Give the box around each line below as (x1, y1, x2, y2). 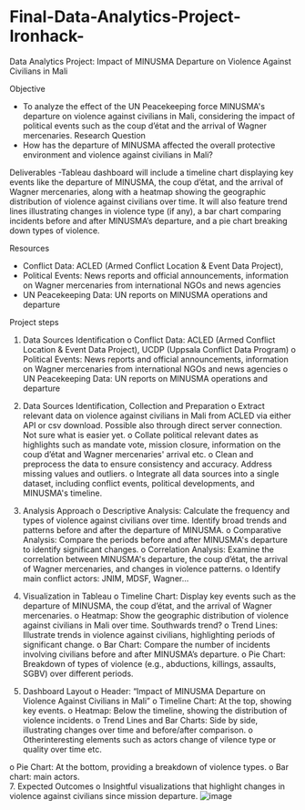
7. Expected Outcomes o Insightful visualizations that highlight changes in (9, 781, 285, 792)
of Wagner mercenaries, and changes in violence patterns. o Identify (22, 563, 280, 574)
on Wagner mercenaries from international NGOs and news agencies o (22, 363, 289, 374)
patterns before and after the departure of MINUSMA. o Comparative (22, 524, 282, 535)
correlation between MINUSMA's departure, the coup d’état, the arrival (22, 553, 289, 564)
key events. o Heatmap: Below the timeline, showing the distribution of (22, 704, 288, 716)
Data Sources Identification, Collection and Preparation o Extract (22, 400, 266, 411)
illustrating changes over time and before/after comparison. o (22, 724, 253, 735)
